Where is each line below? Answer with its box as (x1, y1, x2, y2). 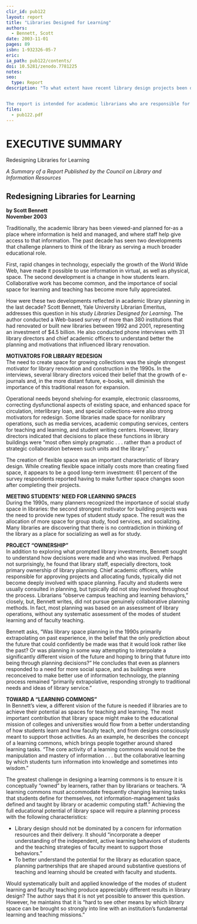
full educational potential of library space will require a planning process (6, 807, 181, 815)
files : (6, 106, 22, 112)
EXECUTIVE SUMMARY (6, 137, 123, 151)
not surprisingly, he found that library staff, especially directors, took (6, 561, 172, 568)
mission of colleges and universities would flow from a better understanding (6, 721, 190, 728)
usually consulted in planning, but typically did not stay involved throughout (6, 586, 189, 593)
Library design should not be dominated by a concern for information (14, 825, 182, 832)
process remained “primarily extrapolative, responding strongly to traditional (6, 678, 191, 685)
